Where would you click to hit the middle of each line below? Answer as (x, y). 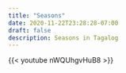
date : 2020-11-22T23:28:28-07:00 (63, 23)
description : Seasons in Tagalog (63, 38)
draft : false (30, 30)
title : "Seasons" (37, 15)
